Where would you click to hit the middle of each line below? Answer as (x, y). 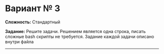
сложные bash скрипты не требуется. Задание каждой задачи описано (80, 36)
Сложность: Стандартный (33, 22)
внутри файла (20, 41)
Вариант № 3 (32, 9)
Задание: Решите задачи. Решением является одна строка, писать (75, 31)
